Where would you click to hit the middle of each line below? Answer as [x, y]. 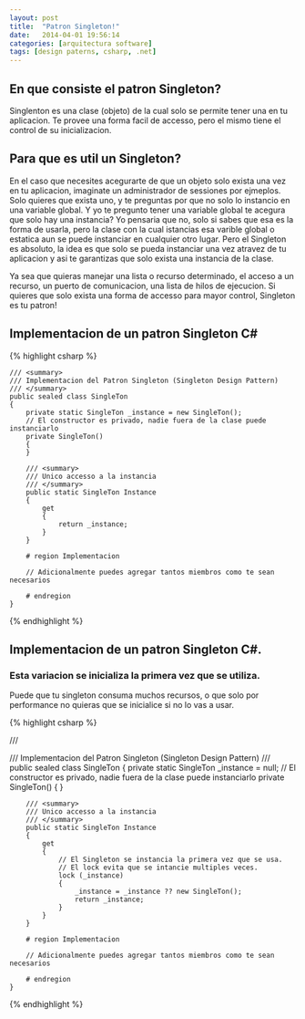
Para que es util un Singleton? [96, 159]
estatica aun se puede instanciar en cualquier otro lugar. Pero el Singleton [148, 239]
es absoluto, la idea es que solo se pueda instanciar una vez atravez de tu [148, 248]
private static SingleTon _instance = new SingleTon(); [134, 412]
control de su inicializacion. [61, 130]
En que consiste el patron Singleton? [115, 89]
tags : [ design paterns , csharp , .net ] [83, 52]
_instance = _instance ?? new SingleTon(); [158, 892]
